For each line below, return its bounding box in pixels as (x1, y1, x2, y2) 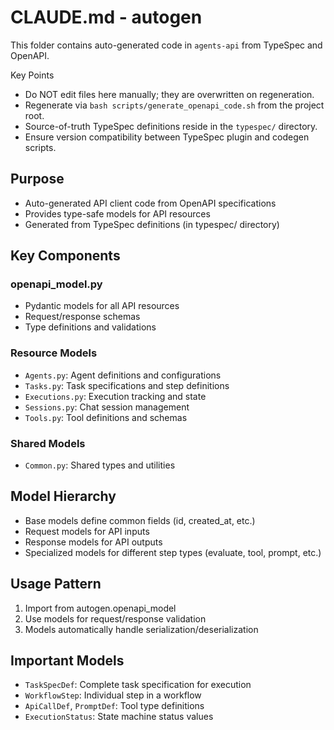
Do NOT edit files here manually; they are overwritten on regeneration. (24, 88, 315, 100)
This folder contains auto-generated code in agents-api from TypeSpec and (10, 39, 323, 51)
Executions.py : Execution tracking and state (24, 390, 207, 402)
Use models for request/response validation (24, 612, 207, 625)
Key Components (10, 247, 121, 265)
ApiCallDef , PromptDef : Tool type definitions (24, 700, 205, 712)
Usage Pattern (10, 576, 102, 593)
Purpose (10, 171, 65, 188)
